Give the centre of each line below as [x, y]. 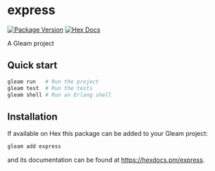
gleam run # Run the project [53, 82]
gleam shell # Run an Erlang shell [60, 95]
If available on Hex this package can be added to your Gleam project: [107, 134]
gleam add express [34, 146]
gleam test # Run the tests [50, 88]
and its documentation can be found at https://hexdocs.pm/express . [106, 160]
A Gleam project [31, 43]
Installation [32, 116]
